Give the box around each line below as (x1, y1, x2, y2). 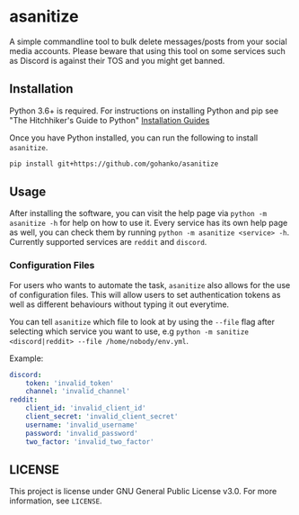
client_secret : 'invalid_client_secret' (25, 412, 179, 421)
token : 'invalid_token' (25, 378, 115, 388)
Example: (9, 353, 44, 364)
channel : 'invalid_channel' (25, 387, 130, 396)
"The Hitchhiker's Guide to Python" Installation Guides (9, 114, 210, 125)
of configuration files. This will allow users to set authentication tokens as (9, 289, 281, 300)
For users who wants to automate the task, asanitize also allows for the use (9, 279, 291, 290)
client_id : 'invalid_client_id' (25, 403, 146, 413)
